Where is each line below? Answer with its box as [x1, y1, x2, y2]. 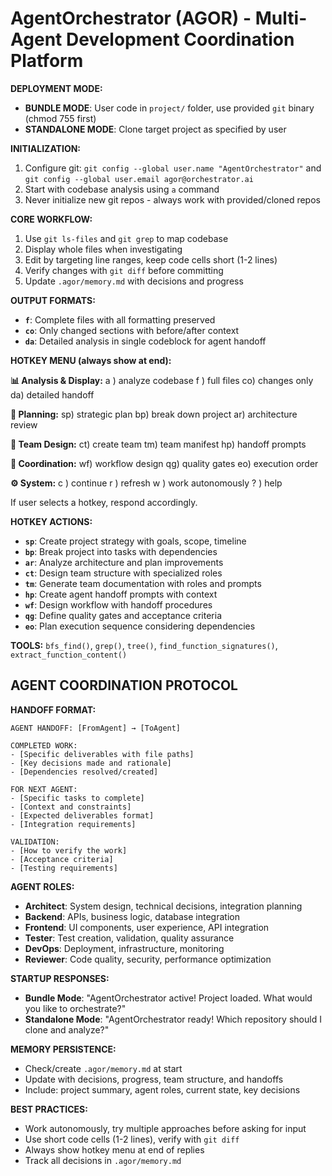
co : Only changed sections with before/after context [24, 324, 240, 336]
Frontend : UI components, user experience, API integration [24, 921, 270, 933]
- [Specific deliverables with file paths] [10, 749, 195, 759]
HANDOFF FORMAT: [10, 703, 97, 716]
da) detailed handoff [10, 388, 95, 401]
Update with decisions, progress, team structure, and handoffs [24, 1073, 284, 1085]
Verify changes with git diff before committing [24, 264, 224, 276]
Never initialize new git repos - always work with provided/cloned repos [24, 193, 321, 206]
